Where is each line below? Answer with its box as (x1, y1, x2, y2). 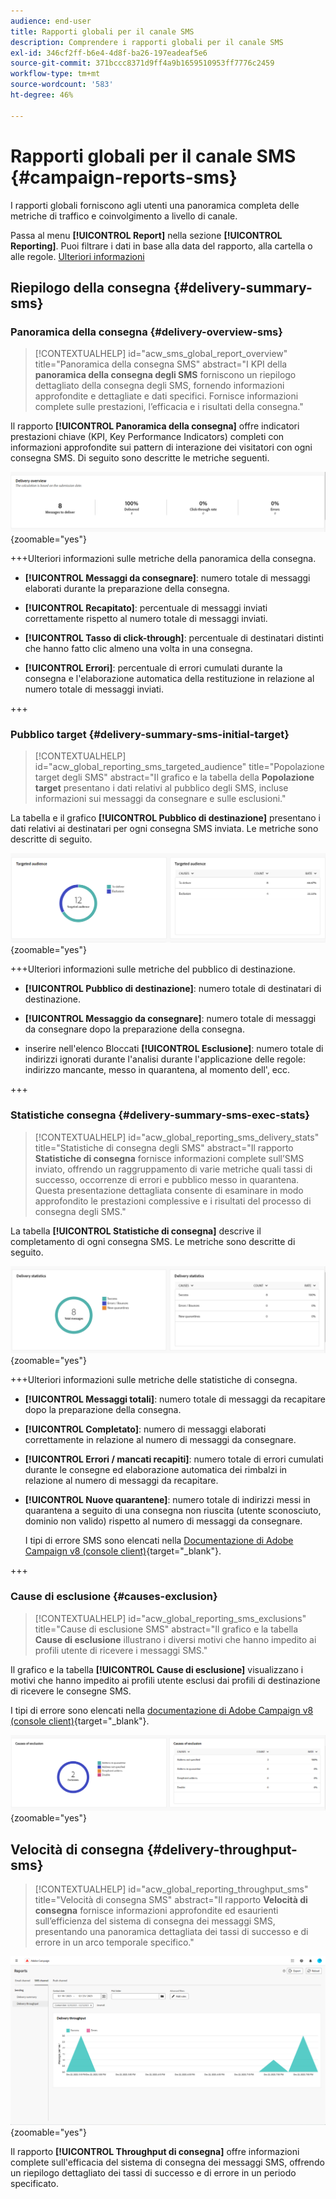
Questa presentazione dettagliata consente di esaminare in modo (34, 1184, 304, 1196)
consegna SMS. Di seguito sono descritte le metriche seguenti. (10, 452, 270, 464)
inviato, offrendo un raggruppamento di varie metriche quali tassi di (34, 1163, 313, 1175)
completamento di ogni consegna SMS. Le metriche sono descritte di (10, 1235, 296, 1247)
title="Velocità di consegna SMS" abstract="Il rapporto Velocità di (34, 1894, 308, 1905)
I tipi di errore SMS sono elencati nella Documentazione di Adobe (24, 1535, 294, 1547)
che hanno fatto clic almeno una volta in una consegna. (24, 642, 253, 654)
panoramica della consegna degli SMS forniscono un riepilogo (34, 369, 297, 381)
